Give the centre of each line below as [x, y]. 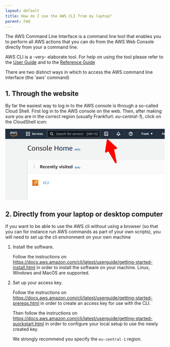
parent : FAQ [18, 21]
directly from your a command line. [42, 47]
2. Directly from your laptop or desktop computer [84, 214]
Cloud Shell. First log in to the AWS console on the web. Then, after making [83, 111]
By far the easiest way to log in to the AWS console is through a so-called [82, 106]
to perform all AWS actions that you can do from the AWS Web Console [80, 42]
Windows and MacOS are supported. [51, 273]
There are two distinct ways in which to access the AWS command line [79, 72]
